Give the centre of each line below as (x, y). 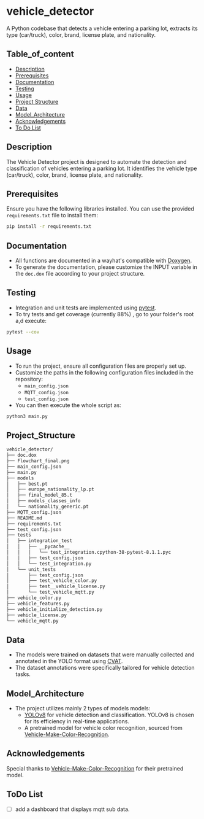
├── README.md (25, 518)
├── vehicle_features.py (38, 604)
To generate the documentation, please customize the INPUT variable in (106, 267)
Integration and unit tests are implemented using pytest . (86, 308)
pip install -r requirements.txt (49, 227)
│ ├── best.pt (27, 484)
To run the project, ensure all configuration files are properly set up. (101, 366)
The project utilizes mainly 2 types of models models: (83, 708)
